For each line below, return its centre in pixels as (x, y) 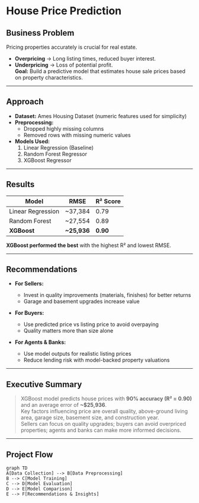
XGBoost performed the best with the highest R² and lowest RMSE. (89, 245)
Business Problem (40, 33)
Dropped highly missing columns (64, 128)
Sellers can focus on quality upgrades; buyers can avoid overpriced (103, 424)
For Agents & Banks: (40, 342)
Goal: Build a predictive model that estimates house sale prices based (100, 71)
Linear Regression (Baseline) (58, 147)
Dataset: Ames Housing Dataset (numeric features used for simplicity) (101, 116)
